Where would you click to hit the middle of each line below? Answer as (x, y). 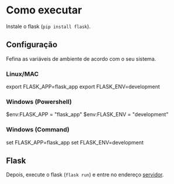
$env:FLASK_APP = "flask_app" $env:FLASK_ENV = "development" (87, 114)
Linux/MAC (22, 74)
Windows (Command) (38, 130)
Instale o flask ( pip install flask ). (48, 26)
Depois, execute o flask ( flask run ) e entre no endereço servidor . (85, 175)
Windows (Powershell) (39, 102)
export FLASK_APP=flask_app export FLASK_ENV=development (83, 87)
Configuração (32, 45)
